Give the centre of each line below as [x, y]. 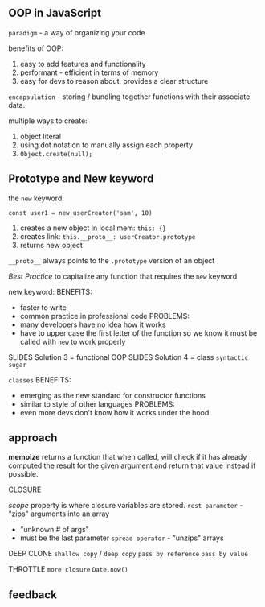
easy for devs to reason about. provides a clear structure [114, 81]
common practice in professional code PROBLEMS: [105, 316]
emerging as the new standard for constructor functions [113, 395]
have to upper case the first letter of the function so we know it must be [139, 332]
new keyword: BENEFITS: [50, 291]
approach [33, 438]
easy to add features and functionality [83, 64]
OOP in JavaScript [55, 13]
